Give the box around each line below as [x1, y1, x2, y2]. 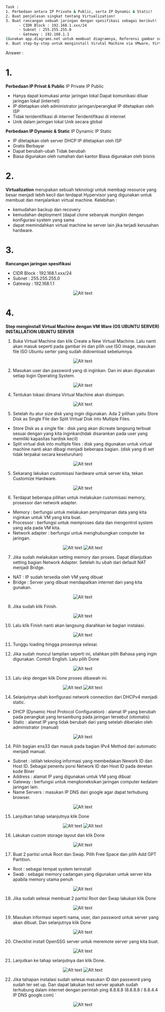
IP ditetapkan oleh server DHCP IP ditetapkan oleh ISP [12, 138, 122, 143]
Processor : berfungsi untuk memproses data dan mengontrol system [12, 519, 153, 525]
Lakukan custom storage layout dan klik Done [12, 832, 105, 838]
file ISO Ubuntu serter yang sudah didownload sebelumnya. [12, 348, 133, 354]
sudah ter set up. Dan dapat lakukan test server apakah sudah [12, 982, 139, 988]
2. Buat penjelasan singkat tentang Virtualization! [5, 14, 116, 19]
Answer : [5, 49, 24, 56]
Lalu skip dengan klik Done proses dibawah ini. [12, 675, 108, 681]
